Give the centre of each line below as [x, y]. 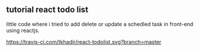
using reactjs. [23, 30]
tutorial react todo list [47, 10]
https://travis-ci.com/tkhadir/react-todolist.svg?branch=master [84, 42]
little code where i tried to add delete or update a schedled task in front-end [100, 24]
